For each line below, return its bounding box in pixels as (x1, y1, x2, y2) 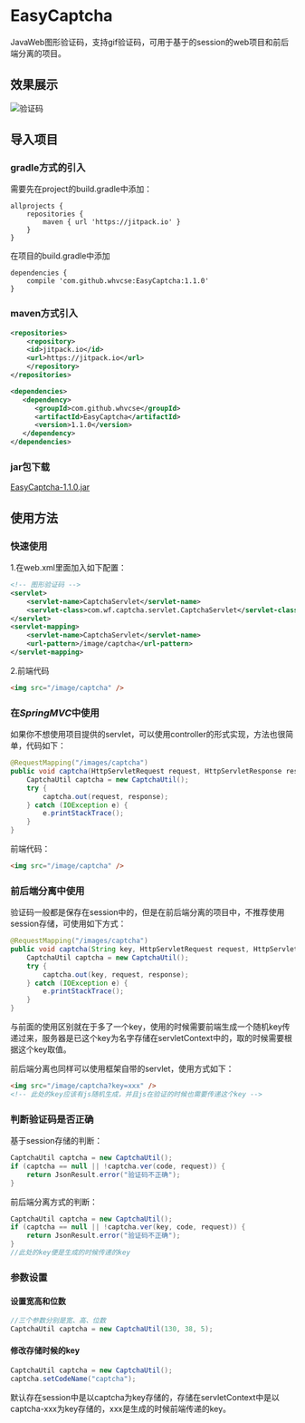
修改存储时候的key (10, 1345, 81, 1356)
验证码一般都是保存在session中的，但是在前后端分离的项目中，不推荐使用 (10, 907, 285, 918)
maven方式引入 (10, 307, 79, 320)
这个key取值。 (17, 1044, 71, 1055)
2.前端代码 (10, 665, 50, 676)
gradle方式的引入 (10, 161, 86, 174)
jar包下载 (10, 461, 51, 473)
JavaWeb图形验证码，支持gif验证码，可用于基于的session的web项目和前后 (10, 36, 289, 47)
